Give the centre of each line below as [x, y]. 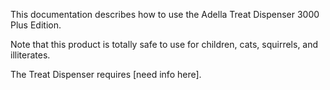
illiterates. [30, 55]
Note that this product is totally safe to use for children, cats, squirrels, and [164, 44]
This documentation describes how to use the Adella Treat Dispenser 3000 [165, 14]
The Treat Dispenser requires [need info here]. [106, 74]
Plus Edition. [36, 25]
